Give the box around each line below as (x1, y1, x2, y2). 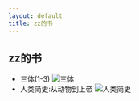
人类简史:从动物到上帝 (19, 84, 93, 94)
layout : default (8, 11, 63, 20)
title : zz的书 (8, 19, 54, 27)
